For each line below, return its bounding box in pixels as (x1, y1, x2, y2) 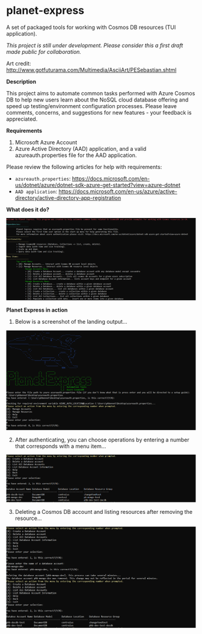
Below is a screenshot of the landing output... (14, 318, 127, 325)
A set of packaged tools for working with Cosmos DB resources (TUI (6, 24, 176, 31)
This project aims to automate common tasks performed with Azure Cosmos (6, 89, 195, 97)
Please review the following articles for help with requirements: (6, 163, 162, 170)
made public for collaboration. (6, 48, 82, 55)
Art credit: (6, 60, 31, 67)
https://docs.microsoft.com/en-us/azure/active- (58, 188, 177, 195)
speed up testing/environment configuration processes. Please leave (6, 102, 177, 109)
